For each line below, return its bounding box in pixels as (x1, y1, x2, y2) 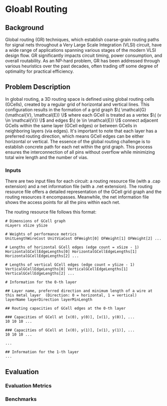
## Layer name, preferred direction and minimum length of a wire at (5, 288, 153, 294)
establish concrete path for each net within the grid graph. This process (5, 144, 153, 150)
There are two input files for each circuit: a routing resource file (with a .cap (5, 178, 161, 184)
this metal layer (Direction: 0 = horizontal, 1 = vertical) (5, 293, 137, 298)
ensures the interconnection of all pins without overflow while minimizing (5, 149, 156, 155)
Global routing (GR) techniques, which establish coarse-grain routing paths (5, 36, 160, 42)
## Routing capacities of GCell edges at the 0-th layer (5, 306, 126, 311)
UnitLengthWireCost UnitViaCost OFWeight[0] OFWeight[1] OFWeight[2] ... (5, 236, 162, 241)
